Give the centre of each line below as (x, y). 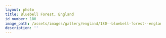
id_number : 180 (21, 19)
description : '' (22, 28)
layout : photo (20, 10)
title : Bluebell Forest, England (40, 14)
